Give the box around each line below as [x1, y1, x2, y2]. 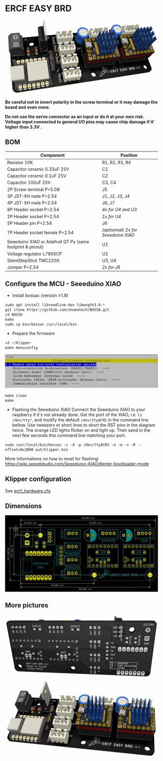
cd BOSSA [5, 312, 23, 317]
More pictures [5, 601, 49, 609]
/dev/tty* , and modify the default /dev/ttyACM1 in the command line [12, 417, 149, 423]
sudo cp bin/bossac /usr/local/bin [5, 322, 77, 327]
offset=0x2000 [5, 447, 34, 452]
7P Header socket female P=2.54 [7, 229, 74, 236]
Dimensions [5, 502, 42, 510]
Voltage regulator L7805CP [7, 251, 62, 256]
